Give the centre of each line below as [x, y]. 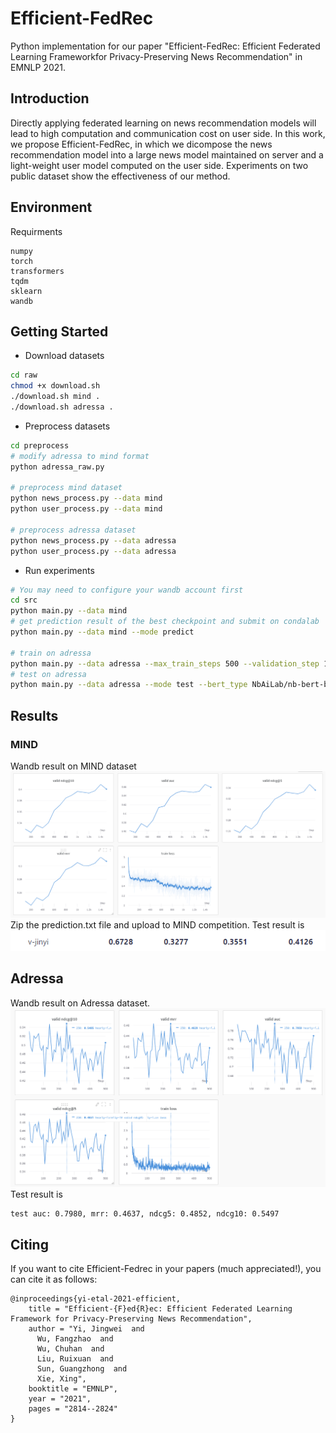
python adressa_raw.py [57, 467]
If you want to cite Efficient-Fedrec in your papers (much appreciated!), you [166, 1269]
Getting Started [59, 331]
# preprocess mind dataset [66, 488]
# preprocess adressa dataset [73, 530]
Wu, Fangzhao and [75, 1339]
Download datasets [64, 356]
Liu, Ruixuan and [75, 1359]
